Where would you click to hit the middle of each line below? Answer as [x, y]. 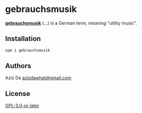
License [18, 93]
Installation [23, 39]
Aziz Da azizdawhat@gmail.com [38, 78]
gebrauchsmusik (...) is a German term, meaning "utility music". [71, 23]
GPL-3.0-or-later [22, 105]
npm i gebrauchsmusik [28, 50]
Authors [18, 66]
